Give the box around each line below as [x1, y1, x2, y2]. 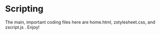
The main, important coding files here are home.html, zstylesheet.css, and [5, 19, 156, 25]
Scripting [5, 3, 44, 14]
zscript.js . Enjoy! [5, 24, 40, 30]
